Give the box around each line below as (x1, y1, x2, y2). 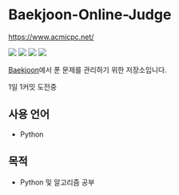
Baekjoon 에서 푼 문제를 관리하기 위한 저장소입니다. (8, 65, 167, 74)
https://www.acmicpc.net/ (8, 32, 94, 42)
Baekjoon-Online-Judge (8, 6, 172, 24)
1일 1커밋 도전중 (8, 82, 58, 91)
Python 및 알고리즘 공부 (19, 177, 95, 187)
